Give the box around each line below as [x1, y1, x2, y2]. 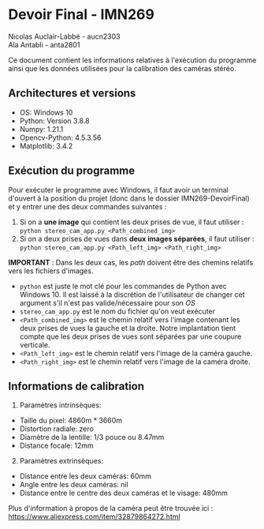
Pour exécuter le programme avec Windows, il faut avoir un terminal [8, 185, 229, 194]
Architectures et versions [8, 87, 136, 100]
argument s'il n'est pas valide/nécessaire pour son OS [19, 298, 195, 307]
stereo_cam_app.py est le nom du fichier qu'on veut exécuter [19, 306, 215, 316]
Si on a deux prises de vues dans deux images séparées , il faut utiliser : [19, 234, 255, 243]
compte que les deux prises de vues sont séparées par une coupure [19, 332, 242, 341]
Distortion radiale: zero [19, 424, 95, 433]
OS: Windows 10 [19, 107, 73, 117]
